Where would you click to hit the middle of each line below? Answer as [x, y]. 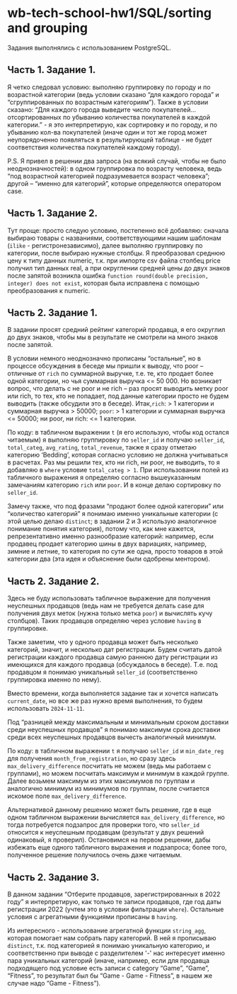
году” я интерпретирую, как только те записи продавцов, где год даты [114, 902]
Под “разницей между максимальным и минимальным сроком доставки [118, 722]
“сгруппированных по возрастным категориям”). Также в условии [108, 102]
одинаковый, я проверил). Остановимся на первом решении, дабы [109, 840]
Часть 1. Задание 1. [52, 70]
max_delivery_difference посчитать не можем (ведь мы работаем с [109, 766]
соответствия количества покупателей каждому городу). [94, 147]
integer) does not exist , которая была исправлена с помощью [104, 283]
